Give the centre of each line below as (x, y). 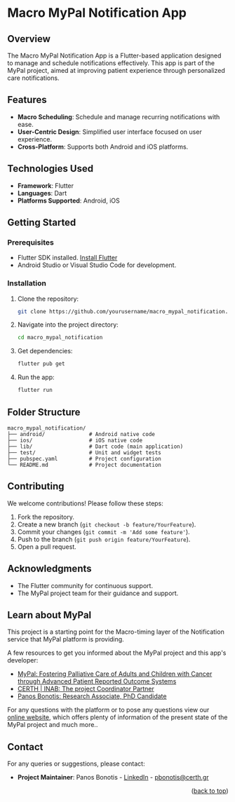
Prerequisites (31, 242)
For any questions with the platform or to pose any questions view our (108, 710)
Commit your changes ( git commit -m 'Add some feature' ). (104, 531)
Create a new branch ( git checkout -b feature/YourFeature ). (107, 524)
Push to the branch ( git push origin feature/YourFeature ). (104, 539)
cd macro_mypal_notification (60, 338)
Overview (29, 39)
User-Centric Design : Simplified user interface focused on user (109, 132)
